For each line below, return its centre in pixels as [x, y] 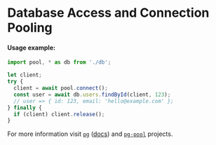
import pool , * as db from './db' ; [59, 62]
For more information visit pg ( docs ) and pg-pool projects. [90, 134]
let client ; [25, 75]
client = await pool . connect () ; [61, 88]
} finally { [25, 108]
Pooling [30, 28]
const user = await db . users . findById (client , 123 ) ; [92, 95]
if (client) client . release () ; [59, 114]
